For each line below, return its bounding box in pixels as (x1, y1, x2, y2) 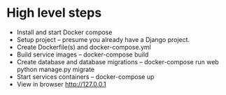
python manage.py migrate (16, 65, 95, 73)
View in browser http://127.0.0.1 (16, 80, 106, 88)
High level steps (6, 5, 102, 21)
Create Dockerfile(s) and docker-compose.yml (16, 43, 151, 51)
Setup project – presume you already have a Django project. (16, 35, 190, 43)
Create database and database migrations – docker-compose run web (16, 57, 220, 66)
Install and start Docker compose (16, 28, 113, 36)
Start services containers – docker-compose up (16, 72, 155, 81)
